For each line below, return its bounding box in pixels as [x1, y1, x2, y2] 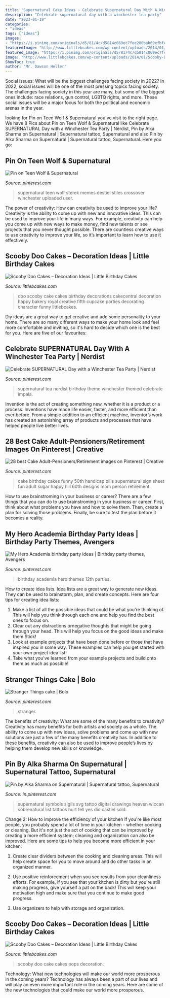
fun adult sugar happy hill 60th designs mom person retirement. [17, 483, 151, 490]
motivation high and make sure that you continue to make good [12, 889, 145, 896]
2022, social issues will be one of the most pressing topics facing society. [5, 83, 159, 89]
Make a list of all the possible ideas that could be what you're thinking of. [12, 607, 165, 613]
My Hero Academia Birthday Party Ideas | [5, 529, 139, 538]
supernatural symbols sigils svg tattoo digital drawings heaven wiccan [17, 801, 164, 807]
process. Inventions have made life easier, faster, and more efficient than [5, 406, 157, 412]
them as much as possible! [12, 660, 69, 667]
